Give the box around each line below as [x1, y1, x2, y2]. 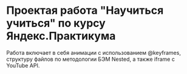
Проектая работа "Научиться [6, 4, 164, 17]
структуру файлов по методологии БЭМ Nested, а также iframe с [6, 55, 175, 63]
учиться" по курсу [6, 16, 106, 30]
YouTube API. [6, 61, 40, 69]
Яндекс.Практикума [6, 29, 116, 43]
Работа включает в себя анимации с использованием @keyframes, [6, 49, 181, 56]
